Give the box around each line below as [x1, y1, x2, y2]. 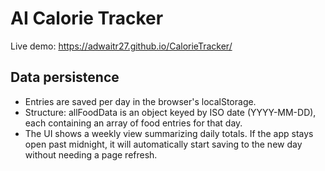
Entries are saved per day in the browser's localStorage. [24, 95, 257, 107]
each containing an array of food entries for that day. [24, 117, 243, 129]
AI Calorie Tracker [10, 7, 164, 30]
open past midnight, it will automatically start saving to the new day [24, 138, 303, 150]
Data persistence [10, 69, 120, 86]
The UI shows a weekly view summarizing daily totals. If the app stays [24, 127, 314, 139]
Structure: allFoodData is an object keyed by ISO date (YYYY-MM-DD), [24, 106, 317, 118]
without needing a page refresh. [24, 148, 158, 161]
